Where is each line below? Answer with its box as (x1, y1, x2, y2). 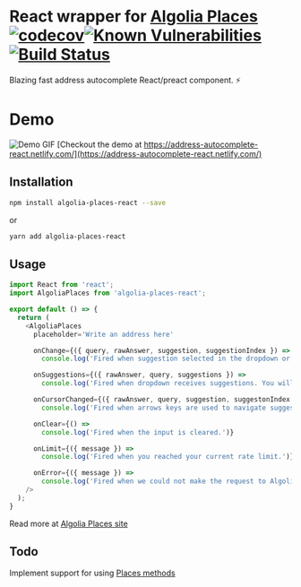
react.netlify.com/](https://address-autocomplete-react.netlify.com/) (9, 148, 262, 159)
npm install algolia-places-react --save (9, 198, 167, 207)
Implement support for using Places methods (9, 567, 176, 579)
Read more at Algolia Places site (9, 518, 128, 529)
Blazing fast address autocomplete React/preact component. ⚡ (9, 74, 242, 85)
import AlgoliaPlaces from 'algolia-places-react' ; (9, 289, 206, 298)
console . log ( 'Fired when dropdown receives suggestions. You (41, 379, 275, 388)
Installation (9, 175, 73, 190)
